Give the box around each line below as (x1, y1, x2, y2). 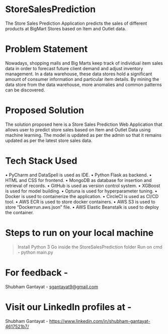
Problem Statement (5, 43, 88, 55)
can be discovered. (5, 87, 45, 93)
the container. (5, 209, 34, 215)
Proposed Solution (5, 105, 85, 116)
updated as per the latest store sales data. (5, 137, 93, 144)
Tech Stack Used (5, 155, 77, 166)
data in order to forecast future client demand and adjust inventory (5, 65, 143, 71)
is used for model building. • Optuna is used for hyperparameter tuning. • (5, 188, 157, 194)
